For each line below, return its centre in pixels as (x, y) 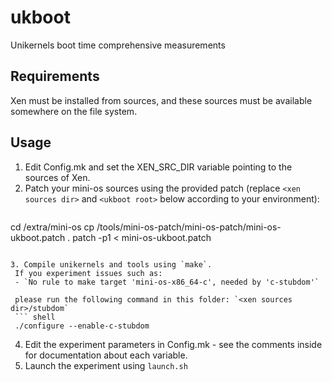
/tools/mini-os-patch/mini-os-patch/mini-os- (189, 227)
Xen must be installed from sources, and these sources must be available (161, 100)
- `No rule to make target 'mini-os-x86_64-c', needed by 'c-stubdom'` (167, 282)
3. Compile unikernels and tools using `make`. (111, 264)
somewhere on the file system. (74, 111)
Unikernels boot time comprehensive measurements (118, 45)
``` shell (35, 317)
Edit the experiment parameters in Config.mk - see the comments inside (173, 344)
